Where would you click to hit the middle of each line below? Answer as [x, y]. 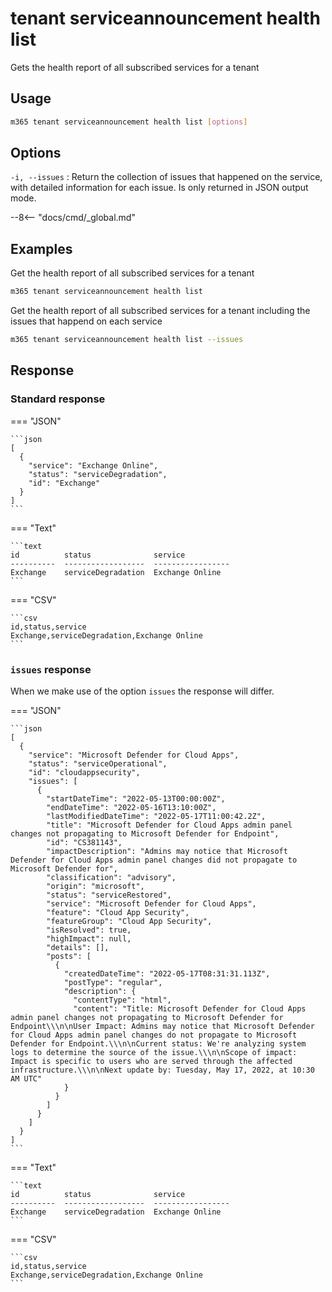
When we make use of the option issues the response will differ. [142, 691]
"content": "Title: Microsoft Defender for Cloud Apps [190, 1008]
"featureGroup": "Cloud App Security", [129, 921]
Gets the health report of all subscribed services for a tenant [135, 67]
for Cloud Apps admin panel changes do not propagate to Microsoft [154, 1035]
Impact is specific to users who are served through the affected [151, 1061]
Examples [41, 248]
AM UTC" [26, 1078]
